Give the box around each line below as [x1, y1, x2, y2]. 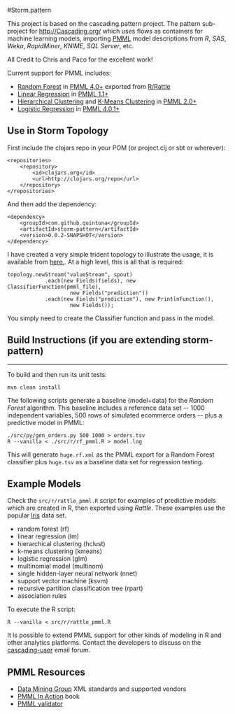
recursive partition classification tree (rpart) [17, 584, 143, 593]
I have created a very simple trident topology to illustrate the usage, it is [7, 250, 214, 258]
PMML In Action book [17, 692, 80, 701]
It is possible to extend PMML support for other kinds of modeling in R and [7, 631, 222, 639]
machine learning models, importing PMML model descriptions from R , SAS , [7, 34, 227, 43]
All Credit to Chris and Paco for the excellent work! [7, 55, 153, 64]
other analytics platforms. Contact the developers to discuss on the [7, 638, 201, 647]
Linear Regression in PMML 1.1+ [17, 90, 109, 98]
